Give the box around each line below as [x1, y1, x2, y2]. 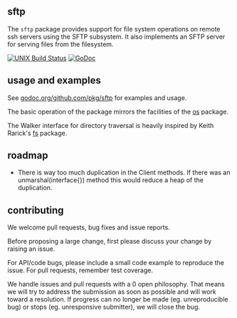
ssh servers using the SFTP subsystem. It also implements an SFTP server [7, 32, 226, 41]
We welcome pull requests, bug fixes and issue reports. [7, 223, 171, 232]
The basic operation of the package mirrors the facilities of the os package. [7, 107, 229, 116]
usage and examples [7, 74, 102, 86]
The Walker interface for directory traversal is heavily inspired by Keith [7, 121, 214, 129]
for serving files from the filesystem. [7, 39, 114, 49]
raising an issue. [7, 244, 56, 253]
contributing [7, 204, 64, 217]
